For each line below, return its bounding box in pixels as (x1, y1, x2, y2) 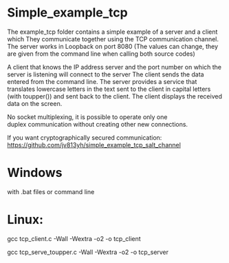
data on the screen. (7, 99, 63, 107)
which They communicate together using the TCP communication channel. (7, 34, 219, 43)
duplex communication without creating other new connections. (7, 120, 188, 128)
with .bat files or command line (7, 187, 95, 196)
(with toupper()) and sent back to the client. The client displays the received (7, 92, 222, 101)
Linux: (7, 212, 43, 228)
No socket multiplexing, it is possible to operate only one (7, 112, 168, 121)
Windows (7, 165, 63, 180)
